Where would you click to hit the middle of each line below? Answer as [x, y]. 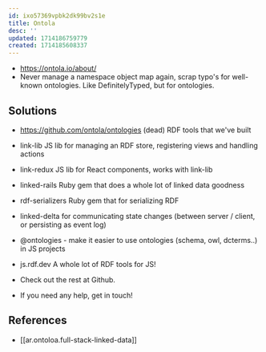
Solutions [33, 110]
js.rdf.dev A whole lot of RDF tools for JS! [88, 264]
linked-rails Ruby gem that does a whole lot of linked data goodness [132, 184]
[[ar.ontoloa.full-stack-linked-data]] [79, 340]
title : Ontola [32, 23]
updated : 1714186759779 [48, 38]
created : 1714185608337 [48, 46]
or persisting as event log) [63, 225]
